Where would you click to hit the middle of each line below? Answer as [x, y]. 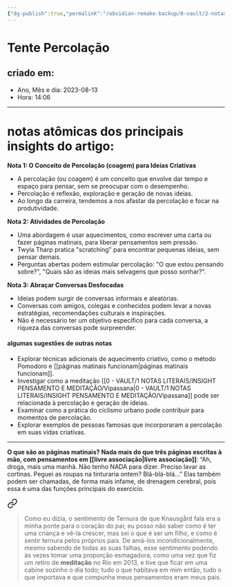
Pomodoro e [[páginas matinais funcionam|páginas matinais [103, 366]
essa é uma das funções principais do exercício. [76, 488]
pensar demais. [39, 257]
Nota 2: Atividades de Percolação [56, 221]
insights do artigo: [61, 146]
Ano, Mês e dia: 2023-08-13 [57, 90]
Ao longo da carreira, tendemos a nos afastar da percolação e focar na [118, 200]
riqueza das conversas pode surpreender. [77, 327]
